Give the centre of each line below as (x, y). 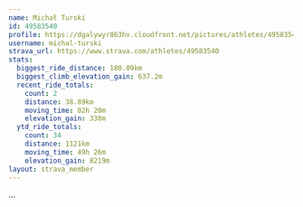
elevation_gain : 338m (65, 118)
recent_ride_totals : (55, 85)
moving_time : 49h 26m (65, 152)
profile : (25, 34)
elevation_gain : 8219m (67, 160)
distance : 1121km (57, 144)
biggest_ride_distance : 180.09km (80, 69)
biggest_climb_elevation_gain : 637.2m (90, 77)
